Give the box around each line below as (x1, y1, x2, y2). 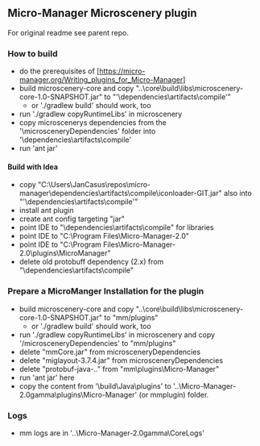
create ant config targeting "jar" (19, 214, 126, 224)
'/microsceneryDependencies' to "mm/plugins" (19, 338, 176, 348)
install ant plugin (19, 206, 74, 215)
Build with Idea (7, 161, 58, 172)
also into (223, 189, 253, 198)
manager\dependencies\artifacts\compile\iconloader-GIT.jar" (19, 189, 222, 198)
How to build (7, 48, 58, 59)
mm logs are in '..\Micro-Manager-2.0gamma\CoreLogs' (19, 427, 204, 438)
